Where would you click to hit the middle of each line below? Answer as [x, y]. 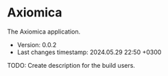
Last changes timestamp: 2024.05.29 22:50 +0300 [89, 52]
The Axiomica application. [44, 31]
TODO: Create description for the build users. [71, 65]
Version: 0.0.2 [37, 45]
